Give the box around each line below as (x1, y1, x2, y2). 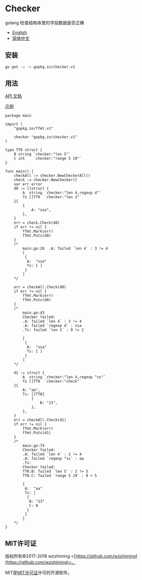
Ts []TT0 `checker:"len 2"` (22, 194, 82, 200)
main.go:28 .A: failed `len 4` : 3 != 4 (22, 246, 108, 251)
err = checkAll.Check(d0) (14, 285, 67, 290)
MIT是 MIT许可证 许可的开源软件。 (5, 570, 72, 576)
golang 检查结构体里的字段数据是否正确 (5, 20, 84, 25)
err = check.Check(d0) (14, 220, 60, 225)
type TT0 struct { (5, 147, 42, 152)
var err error (14, 182, 42, 187)
